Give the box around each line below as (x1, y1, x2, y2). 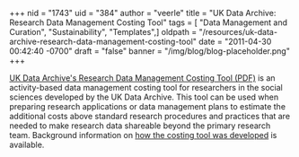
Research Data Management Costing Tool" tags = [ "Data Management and (9, 17, 288, 28)
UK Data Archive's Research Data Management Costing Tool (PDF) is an (9, 73, 276, 83)
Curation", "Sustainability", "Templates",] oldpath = (9, 27, 198, 37)
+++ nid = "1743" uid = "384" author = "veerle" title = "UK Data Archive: (9, 8, 277, 18)
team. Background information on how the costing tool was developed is (9, 130, 277, 140)
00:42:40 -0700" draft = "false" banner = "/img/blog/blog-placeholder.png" (9, 46, 290, 57)
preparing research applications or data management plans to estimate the (9, 101, 286, 111)
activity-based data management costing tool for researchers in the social (9, 83, 283, 92)
